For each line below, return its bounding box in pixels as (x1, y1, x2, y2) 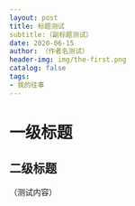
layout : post (9, 13, 58, 23)
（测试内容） (9, 186, 57, 197)
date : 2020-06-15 (9, 38, 75, 48)
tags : (9, 72, 30, 81)
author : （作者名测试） (9, 47, 89, 56)
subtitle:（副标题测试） (9, 30, 93, 39)
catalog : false (9, 64, 67, 73)
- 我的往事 (9, 80, 45, 89)
